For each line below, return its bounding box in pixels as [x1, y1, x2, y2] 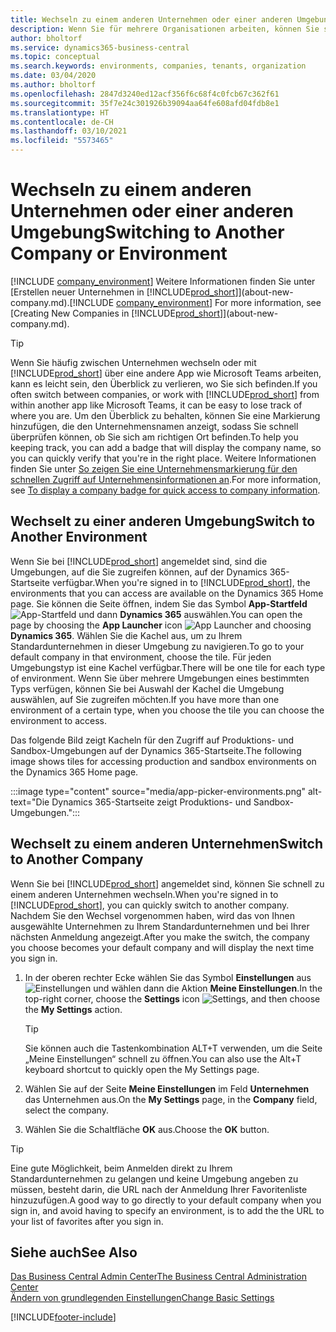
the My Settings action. [24, 1003, 123, 1015]
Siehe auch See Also [10, 1244, 138, 1261]
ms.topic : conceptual [10, 52, 101, 62]
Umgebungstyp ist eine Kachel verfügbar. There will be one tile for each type [10, 661, 326, 673]
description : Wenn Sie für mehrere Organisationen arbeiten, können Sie [10, 24, 320, 34]
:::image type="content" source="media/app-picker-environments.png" [10, 785, 307, 797]
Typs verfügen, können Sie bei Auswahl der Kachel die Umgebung [10, 682, 285, 695]
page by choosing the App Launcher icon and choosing [10, 619, 312, 631]
